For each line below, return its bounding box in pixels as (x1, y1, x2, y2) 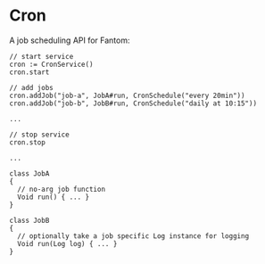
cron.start (9, 68, 50, 77)
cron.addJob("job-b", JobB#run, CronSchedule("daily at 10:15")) (9, 99, 257, 108)
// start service (9, 52, 74, 61)
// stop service (9, 130, 70, 139)
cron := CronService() (9, 60, 94, 69)
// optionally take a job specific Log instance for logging (17, 231, 250, 241)
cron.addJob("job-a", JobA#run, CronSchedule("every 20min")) (9, 91, 245, 100)
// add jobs (9, 83, 54, 92)
